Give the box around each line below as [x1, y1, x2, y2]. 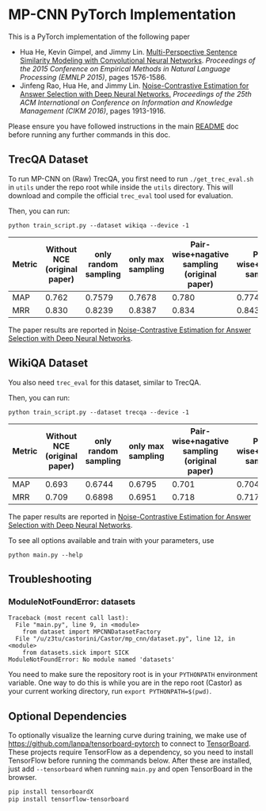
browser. [8, 773, 37, 782]
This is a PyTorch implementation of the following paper [8, 32, 190, 41]
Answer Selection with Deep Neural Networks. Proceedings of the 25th [19, 89, 252, 98]
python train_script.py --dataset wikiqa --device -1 [8, 221, 190, 229]
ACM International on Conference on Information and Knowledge [19, 98, 234, 107]
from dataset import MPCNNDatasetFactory [22, 628, 161, 636]
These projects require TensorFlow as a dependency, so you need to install [8, 748, 253, 757]
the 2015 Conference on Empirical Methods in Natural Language [19, 63, 231, 73]
